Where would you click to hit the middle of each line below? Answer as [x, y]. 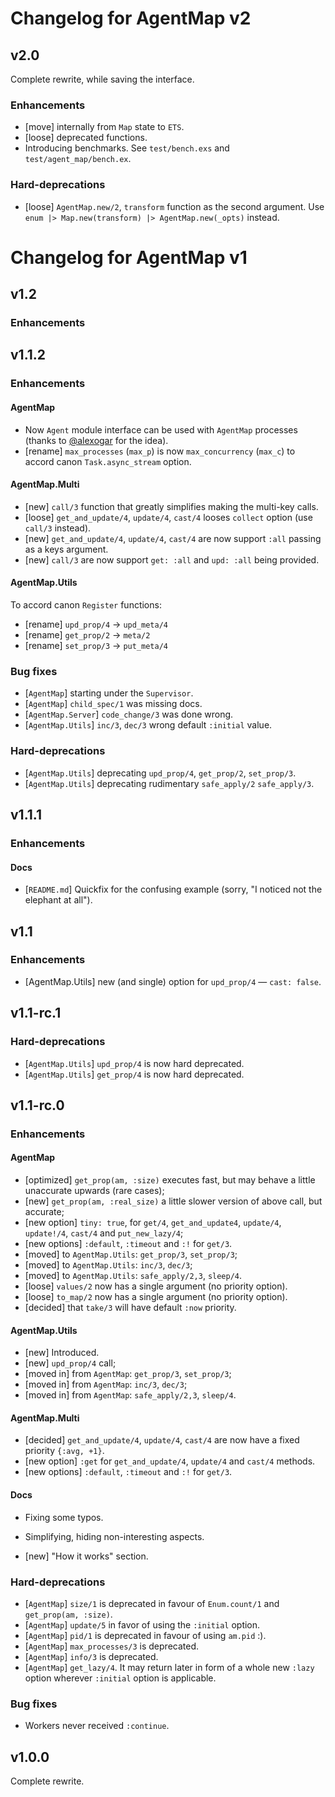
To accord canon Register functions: [86, 605]
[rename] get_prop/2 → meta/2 [87, 635]
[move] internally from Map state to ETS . [104, 127]
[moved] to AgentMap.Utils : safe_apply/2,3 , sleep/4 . [133, 1276]
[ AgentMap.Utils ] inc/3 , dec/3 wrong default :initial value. [148, 725]
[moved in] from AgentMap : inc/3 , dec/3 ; [106, 1384]
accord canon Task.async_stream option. [108, 461]
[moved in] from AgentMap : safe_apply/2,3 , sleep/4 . [130, 1395]
